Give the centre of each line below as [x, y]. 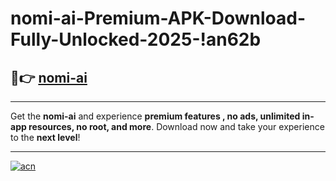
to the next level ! [45, 137]
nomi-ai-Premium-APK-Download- [158, 18]
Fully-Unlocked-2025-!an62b [136, 39]
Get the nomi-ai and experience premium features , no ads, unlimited [155, 116]
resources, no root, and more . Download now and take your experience [176, 126]
